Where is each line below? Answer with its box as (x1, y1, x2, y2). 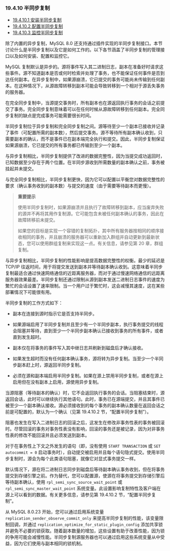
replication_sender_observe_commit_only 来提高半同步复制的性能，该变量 (5, 515, 159, 521)
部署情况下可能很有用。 (5, 289, 54, 295)
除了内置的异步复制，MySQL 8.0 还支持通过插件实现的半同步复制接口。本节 (5, 41, 163, 47)
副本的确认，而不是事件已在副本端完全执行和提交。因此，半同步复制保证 (14, 136, 165, 142)
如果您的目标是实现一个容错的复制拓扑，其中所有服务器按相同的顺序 (17, 228, 160, 234)
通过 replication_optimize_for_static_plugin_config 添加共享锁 (27, 522, 163, 528)
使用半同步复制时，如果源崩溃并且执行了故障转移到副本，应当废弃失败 (17, 204, 164, 211)
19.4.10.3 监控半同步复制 (12, 29, 63, 36)
